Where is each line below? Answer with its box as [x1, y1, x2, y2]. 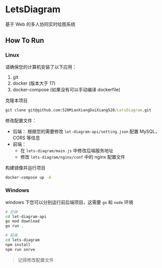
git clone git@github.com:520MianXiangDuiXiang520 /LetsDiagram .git [5, 107, 152, 113]
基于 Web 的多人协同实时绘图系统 [5, 21, 75, 27]
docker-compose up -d [5, 175, 51, 180]
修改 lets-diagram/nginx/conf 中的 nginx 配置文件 [20, 154, 126, 160]
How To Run [5, 36, 44, 45]
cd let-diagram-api [5, 214, 47, 219]
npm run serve [5, 247, 36, 252]
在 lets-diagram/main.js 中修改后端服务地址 [20, 147, 114, 154]
